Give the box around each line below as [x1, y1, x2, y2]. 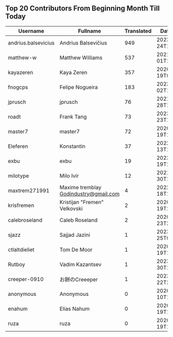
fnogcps [8, 83, 28, 90]
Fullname [78, 27, 101, 34]
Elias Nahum [59, 305, 90, 312]
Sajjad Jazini [59, 231, 90, 238]
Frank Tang [59, 113, 87, 120]
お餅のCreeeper [59, 276, 98, 283]
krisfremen [8, 201, 34, 209]
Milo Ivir [59, 172, 79, 179]
